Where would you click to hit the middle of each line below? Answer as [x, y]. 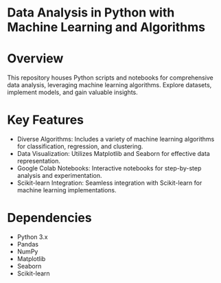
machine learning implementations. [67, 190]
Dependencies [49, 218]
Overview [35, 59]
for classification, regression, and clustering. [80, 146]
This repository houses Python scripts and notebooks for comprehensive [110, 78]
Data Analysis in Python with [91, 13]
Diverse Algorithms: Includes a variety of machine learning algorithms [116, 139]
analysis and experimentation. [59, 176]
